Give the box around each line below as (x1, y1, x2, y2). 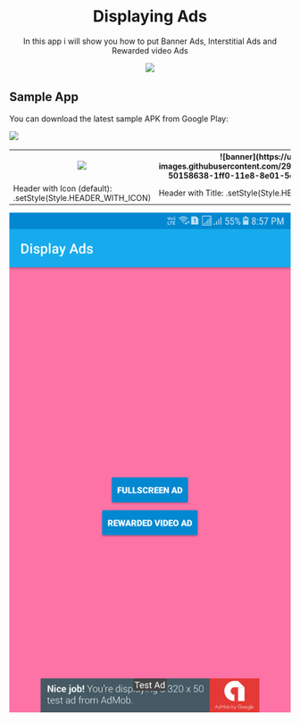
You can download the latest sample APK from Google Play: (9, 113, 229, 124)
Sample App (9, 89, 79, 104)
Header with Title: (158, 187, 224, 198)
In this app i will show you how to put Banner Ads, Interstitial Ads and (23, 36, 277, 46)
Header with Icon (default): (12, 183, 112, 194)
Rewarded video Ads (111, 45, 189, 55)
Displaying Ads (92, 6, 208, 27)
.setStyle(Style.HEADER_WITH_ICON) (12, 192, 152, 203)
